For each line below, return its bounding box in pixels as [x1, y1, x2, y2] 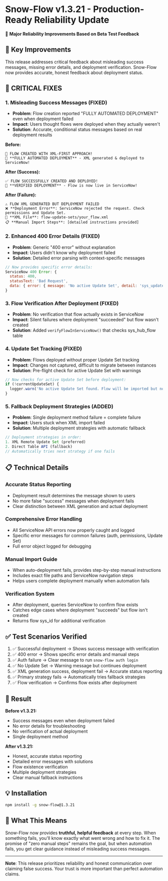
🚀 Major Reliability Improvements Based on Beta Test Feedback [5, 31, 139, 37]
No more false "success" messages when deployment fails [12, 498, 134, 504]
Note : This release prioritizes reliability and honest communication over [5, 860, 152, 866]
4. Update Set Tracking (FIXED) [5, 345, 82, 353]
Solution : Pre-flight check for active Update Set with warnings [12, 367, 141, 373]
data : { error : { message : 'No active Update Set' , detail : [9, 283, 137, 289]
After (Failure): [5, 192, 36, 198]
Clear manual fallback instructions [12, 774, 83, 780]
